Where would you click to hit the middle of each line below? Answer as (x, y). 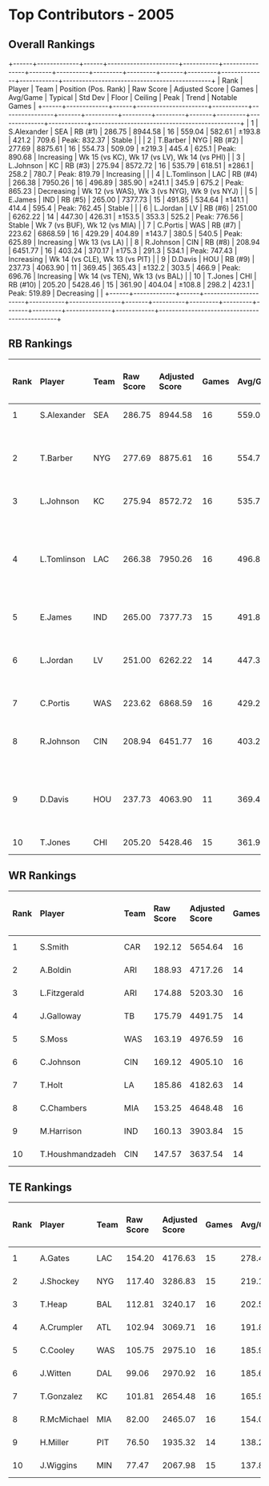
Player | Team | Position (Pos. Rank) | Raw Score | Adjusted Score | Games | (133, 89)
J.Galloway (60, 1016)
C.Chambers (63, 1108)
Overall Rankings (52, 44)
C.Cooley (57, 1351)
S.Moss (54, 1038)
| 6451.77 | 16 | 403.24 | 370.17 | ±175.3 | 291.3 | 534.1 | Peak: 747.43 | (123, 251)
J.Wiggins (58, 1465)
